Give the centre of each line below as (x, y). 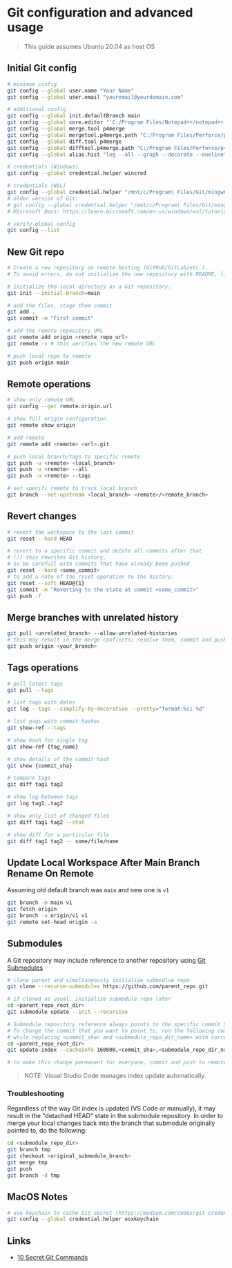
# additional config (37, 109)
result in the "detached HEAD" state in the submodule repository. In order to (115, 1116)
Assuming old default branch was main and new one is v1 (88, 890)
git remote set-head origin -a (52, 922)
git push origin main (38, 363)
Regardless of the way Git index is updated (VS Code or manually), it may (112, 1108)
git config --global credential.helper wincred (77, 173)
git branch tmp (29, 1150)
